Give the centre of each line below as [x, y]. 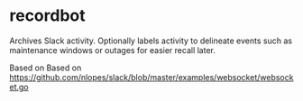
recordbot [47, 16]
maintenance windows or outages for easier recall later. [113, 50]
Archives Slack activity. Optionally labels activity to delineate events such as [151, 41]
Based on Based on [46, 68]
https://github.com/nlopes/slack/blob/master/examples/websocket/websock [151, 77]
